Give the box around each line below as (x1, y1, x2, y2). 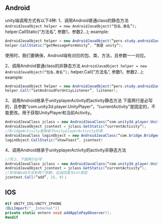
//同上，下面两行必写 (5, 157, 42, 162)
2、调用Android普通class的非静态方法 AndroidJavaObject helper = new (5, 63, 147, 69)
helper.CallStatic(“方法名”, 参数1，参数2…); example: (5, 29, 109, 35)
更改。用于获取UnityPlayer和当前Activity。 (9, 110, 95, 116)
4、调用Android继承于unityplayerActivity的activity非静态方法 (5, 147, 127, 153)
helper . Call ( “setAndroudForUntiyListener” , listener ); (5, 88, 118, 93)
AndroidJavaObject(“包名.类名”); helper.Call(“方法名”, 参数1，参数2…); (5, 69, 144, 75)
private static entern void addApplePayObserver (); (5, 210, 112, 215)
